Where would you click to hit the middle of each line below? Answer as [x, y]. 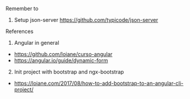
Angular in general [37, 43]
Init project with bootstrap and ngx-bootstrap [69, 72]
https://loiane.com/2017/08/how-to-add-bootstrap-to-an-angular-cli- [99, 83]
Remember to [22, 9]
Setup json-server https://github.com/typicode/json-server [86, 20]
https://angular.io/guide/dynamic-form [61, 60]
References [20, 31]
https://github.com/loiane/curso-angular [63, 54]
